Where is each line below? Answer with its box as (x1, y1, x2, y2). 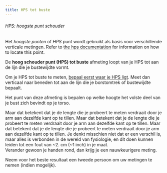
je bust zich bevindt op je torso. (5, 100, 70, 106)
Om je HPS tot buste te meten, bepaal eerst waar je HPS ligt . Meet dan (5, 74, 150, 80)
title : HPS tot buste (5, 7, 50, 13)
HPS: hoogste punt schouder (5, 23, 65, 29)
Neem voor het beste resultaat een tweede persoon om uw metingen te (5, 156, 152, 162)
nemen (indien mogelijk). (5, 162, 56, 168)
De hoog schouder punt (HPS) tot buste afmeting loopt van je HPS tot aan (5, 59, 159, 65)
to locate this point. (5, 49, 45, 55)
